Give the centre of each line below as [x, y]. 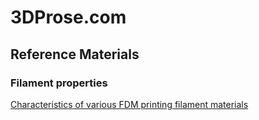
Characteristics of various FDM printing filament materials [129, 104]
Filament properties [59, 83]
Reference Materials [75, 54]
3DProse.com [68, 17]
